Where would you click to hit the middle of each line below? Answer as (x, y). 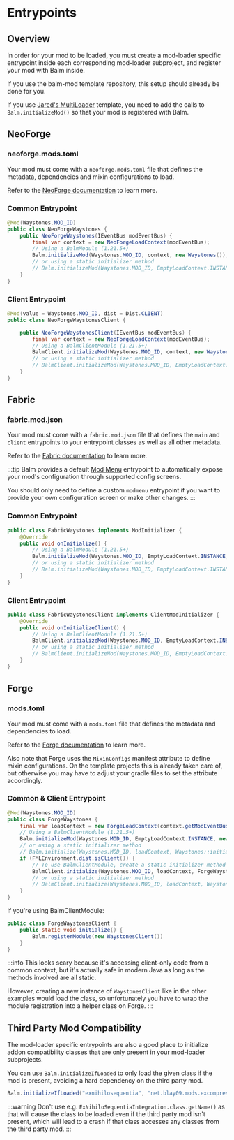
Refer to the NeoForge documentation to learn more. (83, 190)
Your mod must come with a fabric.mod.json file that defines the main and (114, 435)
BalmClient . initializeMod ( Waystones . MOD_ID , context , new (118, 352)
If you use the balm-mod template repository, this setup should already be (114, 84)
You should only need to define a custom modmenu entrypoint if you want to (114, 490)
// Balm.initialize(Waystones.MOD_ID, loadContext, (96, 852)
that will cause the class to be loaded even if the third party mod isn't (106, 1114)
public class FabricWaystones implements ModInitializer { (95, 530)
